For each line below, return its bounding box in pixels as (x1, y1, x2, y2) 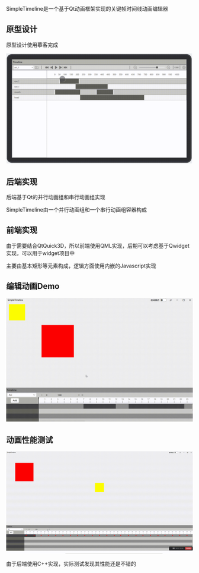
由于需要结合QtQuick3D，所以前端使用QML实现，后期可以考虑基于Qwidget (6, 242, 190, 249)
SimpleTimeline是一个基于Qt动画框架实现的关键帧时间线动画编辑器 (6, 5, 169, 12)
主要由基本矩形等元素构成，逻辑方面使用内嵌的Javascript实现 (6, 262, 156, 269)
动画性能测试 (6, 435, 53, 445)
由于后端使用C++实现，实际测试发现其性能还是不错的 (6, 561, 136, 568)
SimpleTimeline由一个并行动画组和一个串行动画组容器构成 (6, 206, 147, 213)
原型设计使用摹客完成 (6, 41, 58, 48)
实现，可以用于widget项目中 (6, 249, 75, 257)
